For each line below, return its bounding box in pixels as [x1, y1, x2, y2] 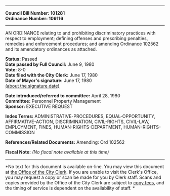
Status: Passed [5, 56, 38, 62]
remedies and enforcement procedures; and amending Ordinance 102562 [5, 41, 159, 47]
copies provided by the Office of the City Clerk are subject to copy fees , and [5, 180, 164, 185]
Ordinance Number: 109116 [5, 16, 63, 21]
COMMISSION [5, 130, 35, 135]
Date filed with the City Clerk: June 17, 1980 [5, 72, 98, 78]
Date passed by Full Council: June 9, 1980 [5, 61, 95, 67]
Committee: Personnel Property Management [5, 98, 101, 104]
